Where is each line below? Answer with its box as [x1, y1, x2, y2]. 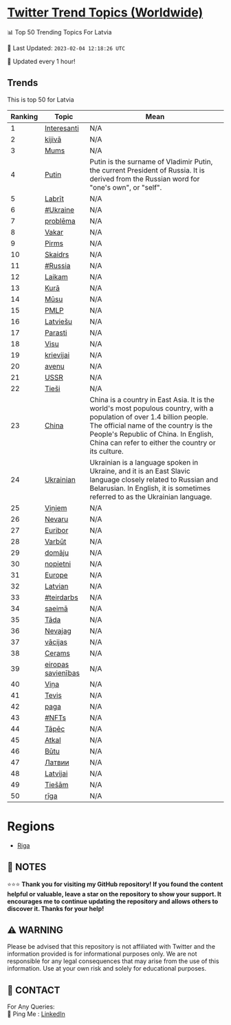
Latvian [44, 581, 69, 591]
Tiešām [44, 780, 69, 789]
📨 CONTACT [7, 984, 60, 996]
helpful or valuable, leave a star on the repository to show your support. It [7, 890, 222, 898]
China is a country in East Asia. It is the [89, 395, 215, 404]
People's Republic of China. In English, [89, 429, 214, 439]
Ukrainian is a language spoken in [89, 457, 199, 467]
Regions [7, 818, 55, 834]
